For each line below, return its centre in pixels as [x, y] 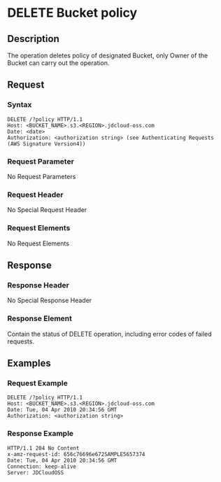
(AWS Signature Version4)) [47, 144]
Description [33, 39]
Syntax [20, 105]
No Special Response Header [50, 300]
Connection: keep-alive [42, 467]
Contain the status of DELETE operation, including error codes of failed [109, 334]
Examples [29, 363]
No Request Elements [38, 243]
